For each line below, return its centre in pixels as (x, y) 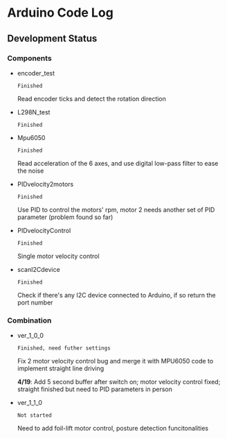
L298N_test (34, 112)
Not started (34, 415)
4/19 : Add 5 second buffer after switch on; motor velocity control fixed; (119, 382)
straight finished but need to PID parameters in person (95, 389)
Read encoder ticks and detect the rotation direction (91, 98)
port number (35, 302)
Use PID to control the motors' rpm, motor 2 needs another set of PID (116, 209)
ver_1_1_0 (30, 403)
